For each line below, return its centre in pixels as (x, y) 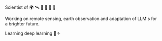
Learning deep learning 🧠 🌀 (32, 33)
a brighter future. (22, 24)
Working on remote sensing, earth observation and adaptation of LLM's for (81, 19)
